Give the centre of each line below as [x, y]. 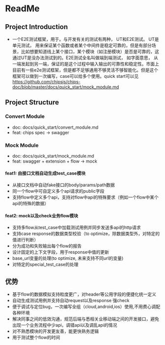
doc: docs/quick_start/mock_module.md [53, 156]
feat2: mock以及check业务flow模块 [42, 215]
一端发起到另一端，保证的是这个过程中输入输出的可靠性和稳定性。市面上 [85, 64]
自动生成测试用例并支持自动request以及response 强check [71, 301]
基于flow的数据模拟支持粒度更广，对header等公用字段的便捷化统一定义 [84, 294]
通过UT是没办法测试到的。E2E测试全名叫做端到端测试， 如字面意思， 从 [85, 58]
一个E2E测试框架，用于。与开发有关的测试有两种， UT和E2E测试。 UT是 [85, 39]
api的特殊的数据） [31, 204]
